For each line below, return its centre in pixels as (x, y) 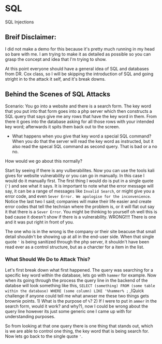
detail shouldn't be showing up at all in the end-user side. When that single (80, 237)
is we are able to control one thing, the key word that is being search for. (77, 331)
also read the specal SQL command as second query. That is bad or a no (85, 146)
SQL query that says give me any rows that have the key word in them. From (81, 116)
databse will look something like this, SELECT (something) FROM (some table (80, 285)
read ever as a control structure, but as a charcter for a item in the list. (75, 247)
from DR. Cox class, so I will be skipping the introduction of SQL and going (79, 74)
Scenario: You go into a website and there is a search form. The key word (78, 106)
